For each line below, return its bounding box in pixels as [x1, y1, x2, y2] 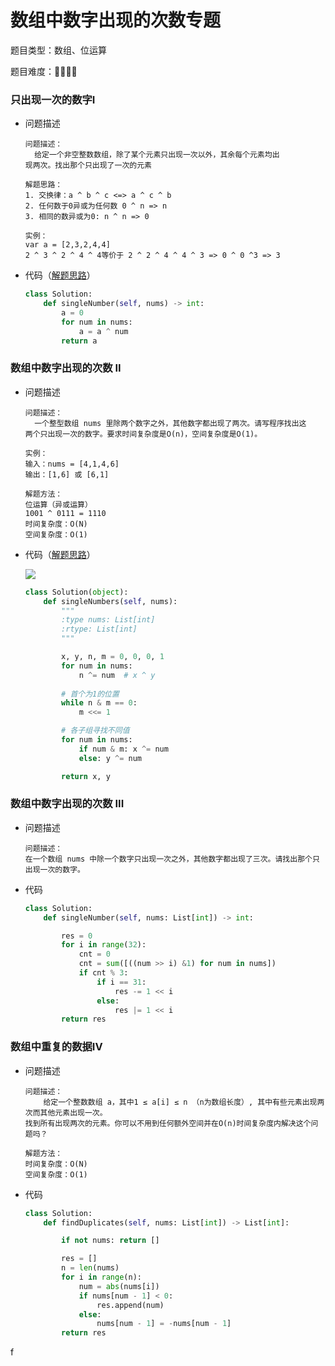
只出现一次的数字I [10, 92, 96, 106]
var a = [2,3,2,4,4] [24, 240, 111, 250]
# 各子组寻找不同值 [61, 726, 130, 736]
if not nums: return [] [61, 1236, 160, 1246]
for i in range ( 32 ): [61, 940, 147, 950]
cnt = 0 [78, 949, 111, 960]
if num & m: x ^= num [78, 744, 169, 754]
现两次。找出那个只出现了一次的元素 [24, 161, 152, 171]
